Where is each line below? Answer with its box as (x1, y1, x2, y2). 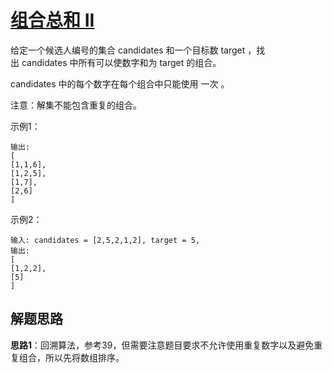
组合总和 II (10, 9, 95, 32)
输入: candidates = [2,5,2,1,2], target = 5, (10, 235, 200, 245)
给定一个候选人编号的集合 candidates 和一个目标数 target (10, 44, 246, 56)
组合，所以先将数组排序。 (18, 351, 125, 363)
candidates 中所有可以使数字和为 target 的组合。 (21, 56, 222, 68)
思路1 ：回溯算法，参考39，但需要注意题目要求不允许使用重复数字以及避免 (10, 339, 315, 351)
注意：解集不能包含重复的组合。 (10, 99, 142, 111)
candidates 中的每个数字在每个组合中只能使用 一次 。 (10, 77, 230, 90)
